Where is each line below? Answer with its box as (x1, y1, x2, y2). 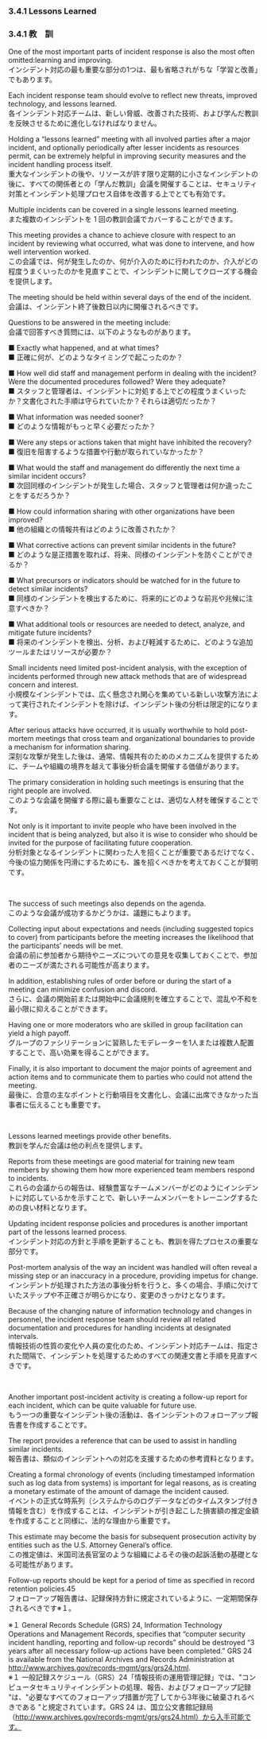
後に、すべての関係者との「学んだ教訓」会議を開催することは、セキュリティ (8, 179, 258, 188)
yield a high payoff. (8, 1028, 72, 1038)
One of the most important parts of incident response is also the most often (8, 47, 255, 56)
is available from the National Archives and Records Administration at (8, 1655, 234, 1664)
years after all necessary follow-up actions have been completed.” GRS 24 (8, 1646, 253, 1656)
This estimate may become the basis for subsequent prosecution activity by (8, 1532, 257, 1542)
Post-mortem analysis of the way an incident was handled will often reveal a (8, 1263, 257, 1272)
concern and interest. (8, 680, 79, 689)
